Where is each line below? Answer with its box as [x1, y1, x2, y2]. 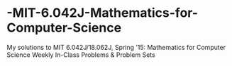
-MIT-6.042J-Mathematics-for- [6, 5, 199, 21]
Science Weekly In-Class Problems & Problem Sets [6, 51, 155, 59]
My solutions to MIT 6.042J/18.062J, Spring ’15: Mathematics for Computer [6, 43, 226, 51]
